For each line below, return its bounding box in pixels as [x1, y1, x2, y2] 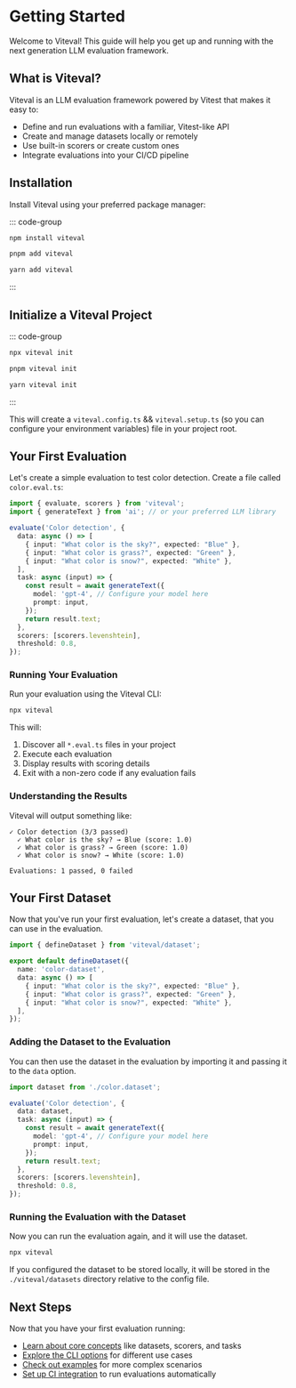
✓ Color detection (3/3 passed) [9, 827, 129, 836]
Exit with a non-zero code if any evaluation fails [21, 768, 196, 779]
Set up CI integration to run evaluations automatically [21, 1368, 217, 1379]
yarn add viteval [9, 265, 74, 275]
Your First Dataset [9, 891, 111, 906]
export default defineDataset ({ [9, 956, 129, 966]
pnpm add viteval [9, 249, 74, 259]
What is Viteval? [9, 71, 102, 86]
